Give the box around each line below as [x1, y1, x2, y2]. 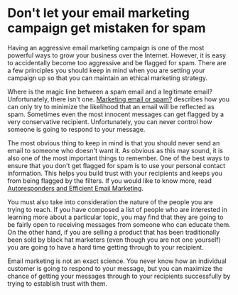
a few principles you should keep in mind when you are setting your [7, 66, 205, 74]
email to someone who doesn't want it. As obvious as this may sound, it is [7, 146, 224, 155]
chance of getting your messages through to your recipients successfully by [7, 272, 231, 280]
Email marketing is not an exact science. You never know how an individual [7, 257, 227, 265]
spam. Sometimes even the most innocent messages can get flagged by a [7, 110, 225, 118]
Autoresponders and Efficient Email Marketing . [7, 184, 144, 192]
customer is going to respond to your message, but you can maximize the [7, 264, 223, 272]
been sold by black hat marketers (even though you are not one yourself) [7, 235, 222, 244]
